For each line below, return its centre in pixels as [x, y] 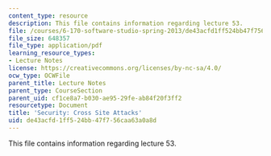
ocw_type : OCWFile [39, 76]
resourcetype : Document [48, 105]
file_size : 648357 [39, 38]
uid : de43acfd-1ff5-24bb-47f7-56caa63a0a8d [83, 121]
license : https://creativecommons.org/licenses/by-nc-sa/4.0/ [115, 68]
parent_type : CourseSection [56, 90]
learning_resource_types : [52, 53]
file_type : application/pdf [56, 46]
